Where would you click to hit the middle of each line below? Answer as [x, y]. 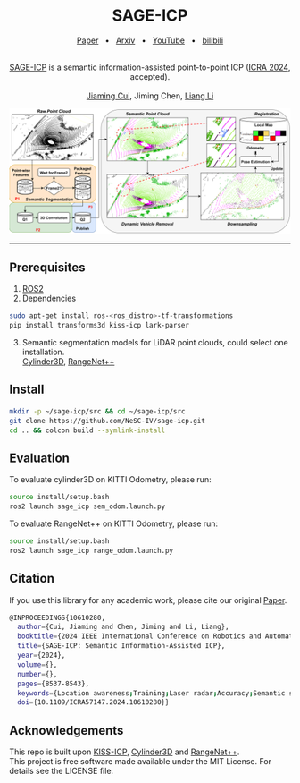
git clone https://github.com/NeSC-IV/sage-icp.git [107, 421]
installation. [43, 352]
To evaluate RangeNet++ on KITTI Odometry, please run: [114, 523]
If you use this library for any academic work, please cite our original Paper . [148, 600]
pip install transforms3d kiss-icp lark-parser [100, 326]
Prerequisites [47, 267]
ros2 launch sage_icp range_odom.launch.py [92, 550]
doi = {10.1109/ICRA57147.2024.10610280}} [93, 702]
